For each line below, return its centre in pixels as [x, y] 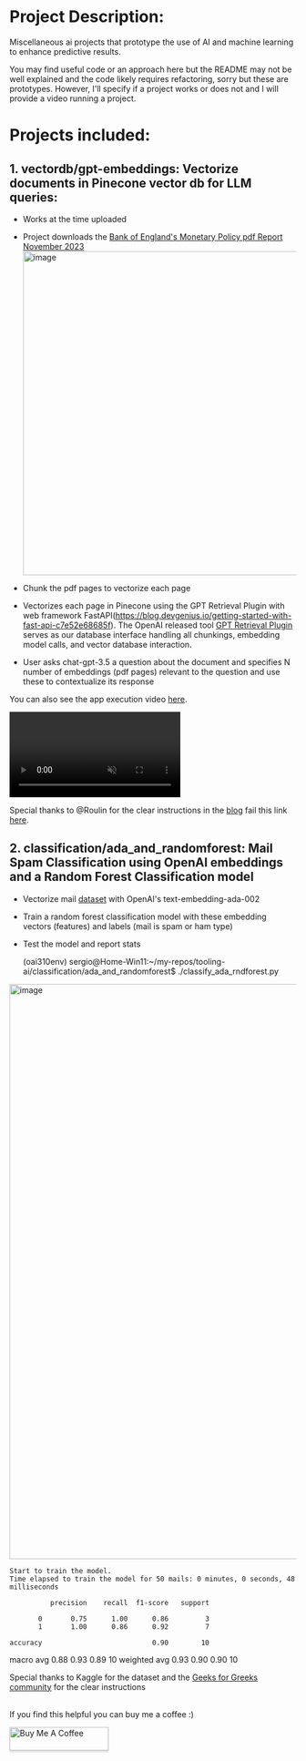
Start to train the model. [61, 1571]
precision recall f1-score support [129, 1602]
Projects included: [80, 135]
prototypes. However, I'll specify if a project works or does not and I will [144, 88]
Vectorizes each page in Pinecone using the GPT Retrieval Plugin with [153, 605]
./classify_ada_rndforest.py [228, 971]
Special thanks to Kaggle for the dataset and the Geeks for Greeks [133, 1677]
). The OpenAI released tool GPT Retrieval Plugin [202, 625]
